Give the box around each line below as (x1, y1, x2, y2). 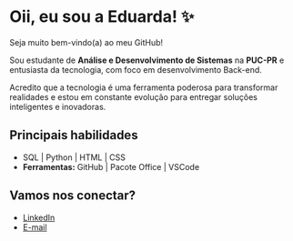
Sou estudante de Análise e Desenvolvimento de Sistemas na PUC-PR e (9, 55, 285, 65)
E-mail (22, 221, 47, 233)
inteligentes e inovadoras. (9, 101, 106, 112)
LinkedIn (22, 212, 56, 223)
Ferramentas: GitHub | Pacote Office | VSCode (22, 161, 200, 172)
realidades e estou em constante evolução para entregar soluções (9, 91, 258, 102)
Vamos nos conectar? (9, 188, 136, 204)
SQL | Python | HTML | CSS (22, 152, 126, 163)
